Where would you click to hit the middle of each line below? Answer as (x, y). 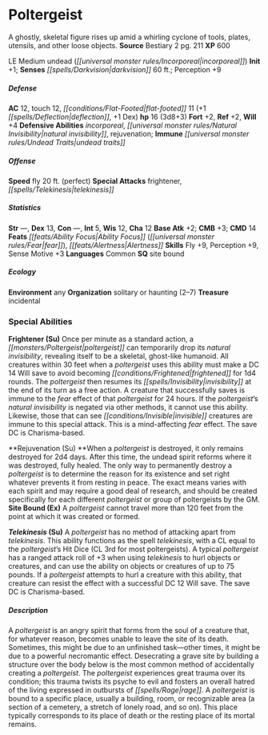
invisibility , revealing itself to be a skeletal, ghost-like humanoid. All (119, 356)
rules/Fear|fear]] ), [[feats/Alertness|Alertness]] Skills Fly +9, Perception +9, (134, 245)
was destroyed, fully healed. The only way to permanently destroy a (120, 465)
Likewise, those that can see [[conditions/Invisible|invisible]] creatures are (131, 416)
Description (28, 610)
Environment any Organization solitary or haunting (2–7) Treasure (119, 292)
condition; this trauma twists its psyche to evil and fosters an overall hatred (132, 682)
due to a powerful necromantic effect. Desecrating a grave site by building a (134, 656)
